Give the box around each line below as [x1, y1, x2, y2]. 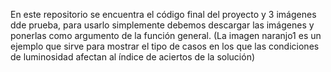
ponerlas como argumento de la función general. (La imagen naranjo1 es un [10, 30, 322, 41]
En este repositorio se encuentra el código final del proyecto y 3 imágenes [10, 9, 317, 20]
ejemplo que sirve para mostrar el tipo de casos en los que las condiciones [10, 40, 320, 52]
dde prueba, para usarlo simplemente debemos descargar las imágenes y [10, 19, 315, 31]
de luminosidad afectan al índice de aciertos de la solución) [10, 51, 256, 63]
